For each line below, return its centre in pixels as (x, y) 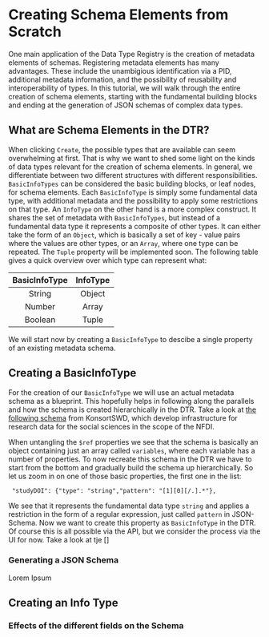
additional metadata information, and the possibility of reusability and (122, 79)
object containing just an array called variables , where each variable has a (132, 450)
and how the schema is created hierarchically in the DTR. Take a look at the (132, 409)
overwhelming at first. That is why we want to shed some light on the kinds (132, 158)
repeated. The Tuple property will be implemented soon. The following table (133, 252)
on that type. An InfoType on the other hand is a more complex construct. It (132, 209)
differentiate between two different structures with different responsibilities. (133, 175)
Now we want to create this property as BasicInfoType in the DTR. (147, 522)
